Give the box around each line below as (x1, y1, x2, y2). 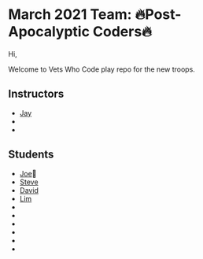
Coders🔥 (93, 23, 152, 41)
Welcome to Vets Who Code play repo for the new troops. (8, 65, 195, 74)
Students (8, 148, 54, 161)
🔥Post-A (135, 6, 182, 24)
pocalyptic (8, 23, 90, 41)
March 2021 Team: (8, 6, 132, 24)
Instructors (8, 87, 65, 101)
